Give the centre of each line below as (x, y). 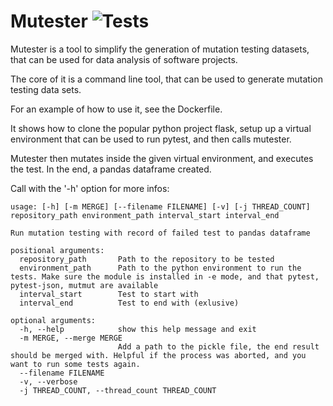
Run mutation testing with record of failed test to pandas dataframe (160, 233)
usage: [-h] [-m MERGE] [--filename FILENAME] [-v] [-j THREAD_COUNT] (160, 206)
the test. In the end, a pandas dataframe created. (111, 169)
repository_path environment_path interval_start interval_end (145, 215)
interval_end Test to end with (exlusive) (129, 303)
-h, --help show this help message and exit (138, 329)
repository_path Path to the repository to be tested (147, 259)
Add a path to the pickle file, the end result (218, 346)
